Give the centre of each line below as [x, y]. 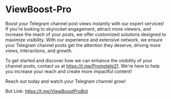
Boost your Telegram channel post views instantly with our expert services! [85, 23]
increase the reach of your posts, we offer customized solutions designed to [86, 34]
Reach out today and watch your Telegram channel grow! [66, 81]
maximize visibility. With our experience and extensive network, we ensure [84, 40]
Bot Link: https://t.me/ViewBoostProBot [47, 91]
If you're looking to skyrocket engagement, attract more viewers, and [78, 29]
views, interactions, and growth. [39, 51]
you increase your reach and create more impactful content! [69, 71]
